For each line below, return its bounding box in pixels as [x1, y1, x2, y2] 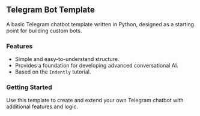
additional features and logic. [6, 103, 78, 110]
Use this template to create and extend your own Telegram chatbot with [6, 97, 184, 104]
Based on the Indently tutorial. [14, 68, 91, 75]
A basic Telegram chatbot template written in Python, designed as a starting [6, 20, 194, 28]
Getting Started [6, 83, 52, 91]
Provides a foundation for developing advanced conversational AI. [14, 62, 178, 69]
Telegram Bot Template [6, 5, 95, 15]
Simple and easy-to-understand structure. [14, 56, 120, 63]
